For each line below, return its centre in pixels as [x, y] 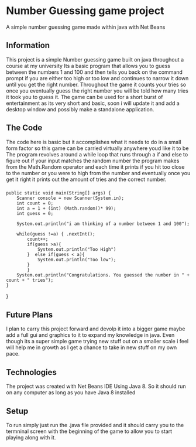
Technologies [32, 372]
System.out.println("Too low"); [77, 260]
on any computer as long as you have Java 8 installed [71, 393]
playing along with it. [31, 437]
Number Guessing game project [85, 11]
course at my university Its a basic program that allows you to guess [88, 66]
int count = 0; [35, 203]
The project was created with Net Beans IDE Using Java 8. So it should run [96, 386]
